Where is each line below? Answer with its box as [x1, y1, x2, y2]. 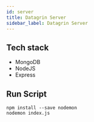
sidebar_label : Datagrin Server [6, 20, 88, 26]
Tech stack [6, 42, 49, 53]
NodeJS [15, 65, 36, 72]
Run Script [6, 89, 47, 99]
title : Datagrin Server [6, 14, 67, 21]
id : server [6, 8, 34, 15]
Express [15, 71, 36, 79]
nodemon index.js [6, 110, 50, 116]
